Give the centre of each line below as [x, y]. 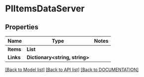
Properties [22, 27]
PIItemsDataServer [45, 9]
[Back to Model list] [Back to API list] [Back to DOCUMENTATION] [72, 70]
